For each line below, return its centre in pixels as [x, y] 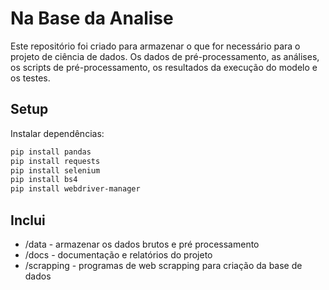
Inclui [28, 220]
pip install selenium [55, 170]
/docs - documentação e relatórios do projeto [118, 254]
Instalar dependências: [57, 133]
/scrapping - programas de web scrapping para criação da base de [163, 265]
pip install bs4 [44, 180]
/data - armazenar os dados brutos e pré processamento [142, 244]
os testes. [30, 78]
